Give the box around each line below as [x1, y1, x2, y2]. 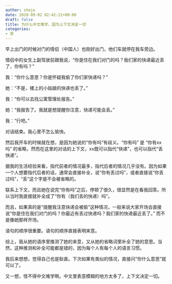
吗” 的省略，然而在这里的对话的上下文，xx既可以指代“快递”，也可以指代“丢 [5, 146, 163, 151]
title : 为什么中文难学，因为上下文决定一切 [5, 21, 87, 27]
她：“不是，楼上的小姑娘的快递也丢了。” [5, 85, 88, 91]
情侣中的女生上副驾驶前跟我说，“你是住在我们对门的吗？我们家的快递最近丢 [5, 57, 165, 63]
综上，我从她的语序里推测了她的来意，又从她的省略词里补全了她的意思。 [5, 238, 158, 245]
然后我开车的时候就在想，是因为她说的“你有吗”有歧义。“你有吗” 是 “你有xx [5, 139, 162, 145]
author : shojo [5, 7, 36, 13]
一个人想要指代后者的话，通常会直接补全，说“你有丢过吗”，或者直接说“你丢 [5, 169, 164, 176]
